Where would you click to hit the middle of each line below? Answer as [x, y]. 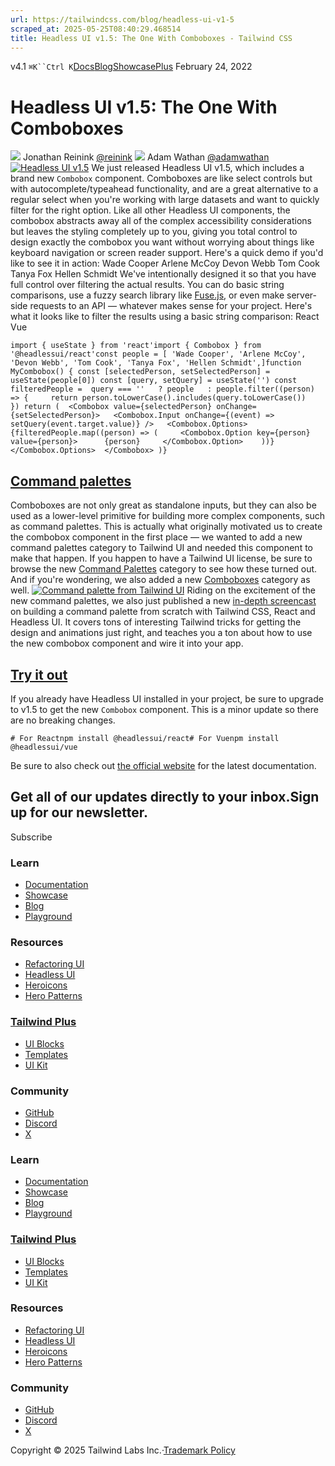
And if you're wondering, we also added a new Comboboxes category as [160, 580]
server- [301, 295]
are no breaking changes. [63, 720]
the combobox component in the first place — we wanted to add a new [156, 537]
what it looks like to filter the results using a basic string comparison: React [165, 317]
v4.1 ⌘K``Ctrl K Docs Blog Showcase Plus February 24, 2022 [131, 67]
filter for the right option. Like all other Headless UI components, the [150, 210]
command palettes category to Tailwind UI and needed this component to [161, 548]
